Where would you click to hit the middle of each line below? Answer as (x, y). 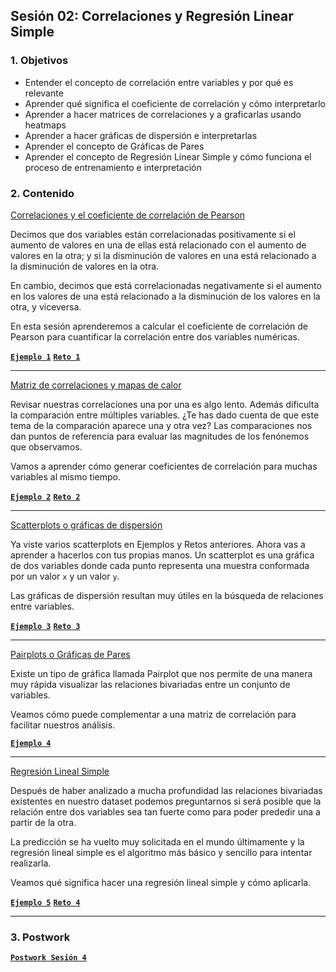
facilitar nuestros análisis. (63, 725)
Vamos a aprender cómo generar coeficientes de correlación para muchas (164, 466)
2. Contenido (42, 193)
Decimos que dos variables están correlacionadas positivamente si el (153, 234)
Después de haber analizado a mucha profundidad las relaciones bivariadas (166, 790)
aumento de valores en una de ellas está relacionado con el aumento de (158, 245)
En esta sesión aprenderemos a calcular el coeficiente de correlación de (159, 326)
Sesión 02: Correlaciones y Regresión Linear (152, 16)
